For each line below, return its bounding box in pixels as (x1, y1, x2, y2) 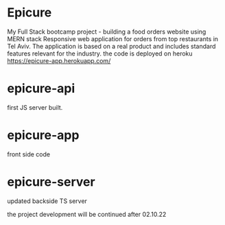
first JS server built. (7, 103, 63, 111)
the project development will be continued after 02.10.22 (7, 210, 167, 218)
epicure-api (7, 81, 75, 97)
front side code (7, 150, 50, 158)
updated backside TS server (7, 197, 88, 205)
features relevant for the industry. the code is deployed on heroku (7, 49, 193, 58)
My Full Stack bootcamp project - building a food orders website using (7, 27, 206, 36)
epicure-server (7, 174, 95, 189)
